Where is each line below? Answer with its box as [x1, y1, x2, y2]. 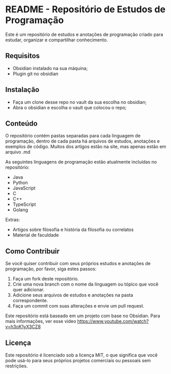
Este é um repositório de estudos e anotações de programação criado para [5, 31, 163, 37]
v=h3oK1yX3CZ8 [5, 323, 41, 330]
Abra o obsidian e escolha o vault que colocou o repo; [12, 104, 127, 110]
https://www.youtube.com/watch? [77, 318, 149, 324]
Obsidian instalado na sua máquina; [12, 65, 88, 71]
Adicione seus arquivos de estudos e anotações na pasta [12, 292, 134, 298]
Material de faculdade [12, 232, 59, 238]
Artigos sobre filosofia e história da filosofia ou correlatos [12, 226, 134, 233]
